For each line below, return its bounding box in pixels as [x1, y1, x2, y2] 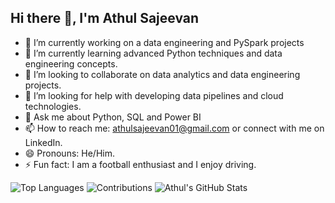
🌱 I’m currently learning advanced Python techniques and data [24, 47, 283, 59]
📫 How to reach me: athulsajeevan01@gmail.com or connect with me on [24, 122, 325, 134]
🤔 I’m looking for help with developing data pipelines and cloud [24, 89, 284, 101]
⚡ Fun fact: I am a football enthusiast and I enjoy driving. [24, 158, 257, 170]
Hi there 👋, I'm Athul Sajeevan [10, 10, 200, 27]
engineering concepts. [24, 57, 118, 70]
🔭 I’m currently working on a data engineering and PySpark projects [24, 36, 305, 48]
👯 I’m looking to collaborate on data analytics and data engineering [24, 68, 301, 80]
